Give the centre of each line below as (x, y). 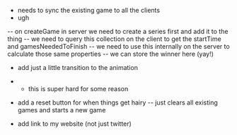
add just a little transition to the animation (77, 67)
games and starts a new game (62, 110)
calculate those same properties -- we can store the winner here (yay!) (111, 54)
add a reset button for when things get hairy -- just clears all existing (117, 102)
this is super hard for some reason (78, 89)
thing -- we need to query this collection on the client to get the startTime (114, 39)
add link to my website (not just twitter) (75, 124)
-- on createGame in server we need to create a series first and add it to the (118, 31)
